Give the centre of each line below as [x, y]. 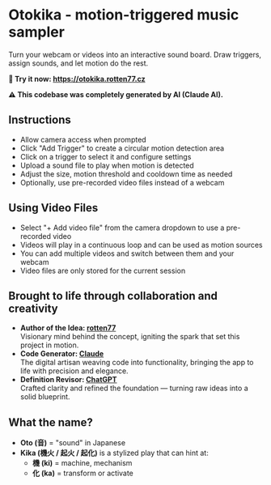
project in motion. [49, 345]
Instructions [40, 120]
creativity [33, 308]
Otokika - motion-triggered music [124, 15]
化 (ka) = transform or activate [83, 473]
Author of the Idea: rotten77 [68, 328]
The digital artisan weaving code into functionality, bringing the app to [137, 363]
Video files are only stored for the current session [103, 270]
